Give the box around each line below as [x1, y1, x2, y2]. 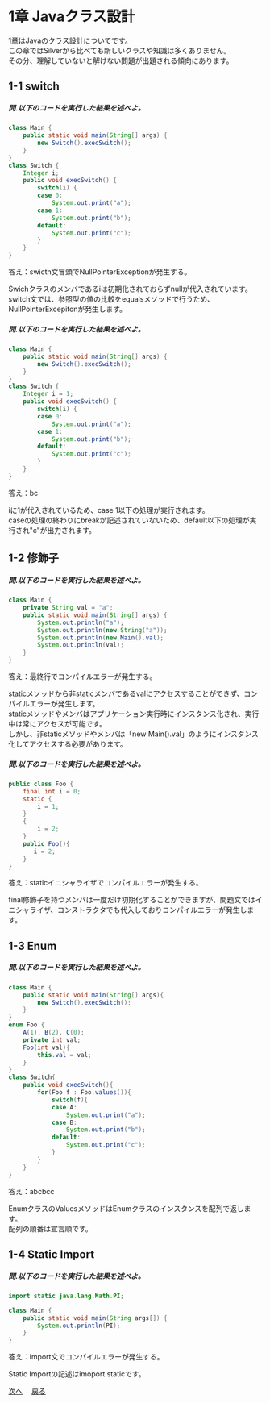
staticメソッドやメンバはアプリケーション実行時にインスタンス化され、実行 [8, 709, 260, 718]
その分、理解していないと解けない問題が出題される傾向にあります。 [8, 56, 234, 65]
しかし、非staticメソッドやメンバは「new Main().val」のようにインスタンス [8, 729, 260, 739]
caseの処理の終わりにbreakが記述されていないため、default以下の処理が [8, 515, 250, 525]
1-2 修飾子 [8, 552, 59, 565]
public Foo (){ [23, 839, 70, 847]
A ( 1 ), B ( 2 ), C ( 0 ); [23, 1029, 85, 1037]
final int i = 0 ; [23, 787, 81, 795]
